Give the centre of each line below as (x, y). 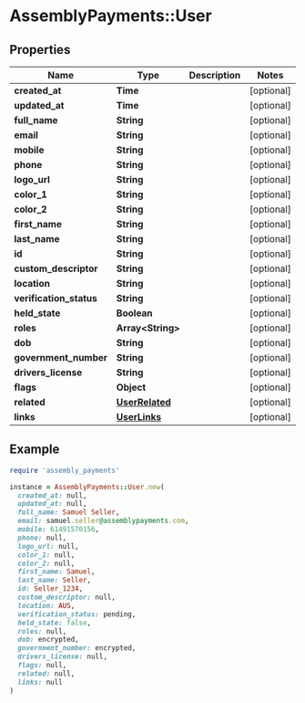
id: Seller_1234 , (51, 589)
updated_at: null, (53, 504)
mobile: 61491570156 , (59, 530)
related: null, (46, 673)
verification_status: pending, (77, 614)
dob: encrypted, (48, 640)
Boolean (134, 313)
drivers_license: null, (62, 657)
